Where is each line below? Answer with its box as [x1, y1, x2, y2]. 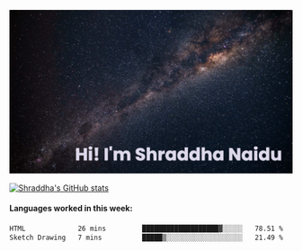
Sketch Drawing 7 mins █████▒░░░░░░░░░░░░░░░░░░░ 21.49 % [9, 233, 283, 243]
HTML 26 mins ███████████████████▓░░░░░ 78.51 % [9, 224, 283, 234]
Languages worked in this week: [9, 203, 133, 214]
